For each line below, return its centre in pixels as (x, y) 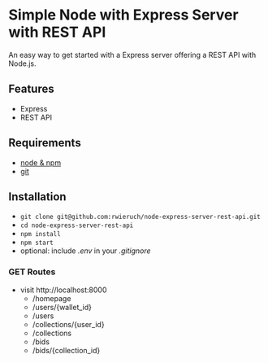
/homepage (52, 298)
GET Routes (32, 272)
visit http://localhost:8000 (63, 290)
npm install (40, 234)
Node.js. (22, 63)
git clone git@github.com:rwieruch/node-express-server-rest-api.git (140, 217)
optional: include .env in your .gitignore (86, 251)
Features (31, 89)
